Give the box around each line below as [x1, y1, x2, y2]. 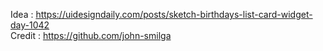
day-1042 [10, 19, 50, 31]
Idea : [10, 9, 34, 20]
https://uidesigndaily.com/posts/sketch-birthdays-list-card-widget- [35, 9, 313, 20]
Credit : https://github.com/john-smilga [10, 30, 172, 41]
